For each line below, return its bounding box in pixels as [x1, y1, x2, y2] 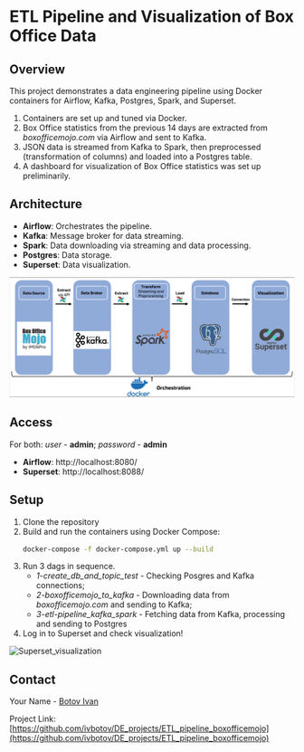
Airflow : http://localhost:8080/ [22, 456, 138, 467]
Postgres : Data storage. [22, 249, 113, 260]
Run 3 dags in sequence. [22, 561, 116, 572]
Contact [9, 671, 56, 687]
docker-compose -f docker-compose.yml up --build [22, 545, 214, 554]
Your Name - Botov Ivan [9, 696, 100, 707]
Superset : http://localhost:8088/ [22, 466, 145, 477]
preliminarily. [22, 170, 71, 181]
